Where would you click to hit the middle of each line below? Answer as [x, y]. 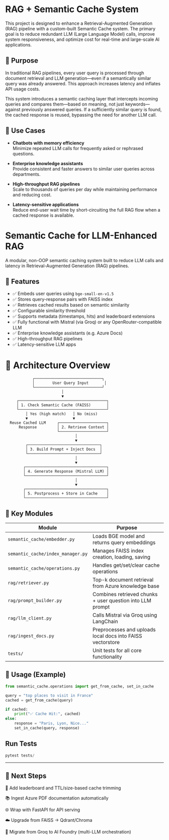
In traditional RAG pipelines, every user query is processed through [75, 73]
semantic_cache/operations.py [44, 569]
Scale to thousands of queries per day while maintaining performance [85, 189]
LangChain [105, 621]
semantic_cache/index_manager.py [48, 554]
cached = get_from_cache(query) [39, 700]
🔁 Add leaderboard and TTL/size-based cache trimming [63, 788]
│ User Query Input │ [69, 383]
